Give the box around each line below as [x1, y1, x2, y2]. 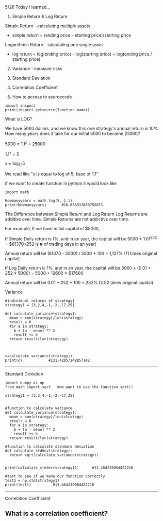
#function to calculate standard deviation [5, 444, 95, 449]
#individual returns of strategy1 [5, 298, 75, 303]
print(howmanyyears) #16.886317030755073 [5, 202, 103, 208]
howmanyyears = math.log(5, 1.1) [5, 199, 73, 203]
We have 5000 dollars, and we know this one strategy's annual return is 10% [5, 126, 158, 131]
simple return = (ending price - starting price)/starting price [12, 33, 131, 38]
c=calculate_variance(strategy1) [5, 353, 73, 358]
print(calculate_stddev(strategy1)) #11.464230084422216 [5, 465, 133, 470]
